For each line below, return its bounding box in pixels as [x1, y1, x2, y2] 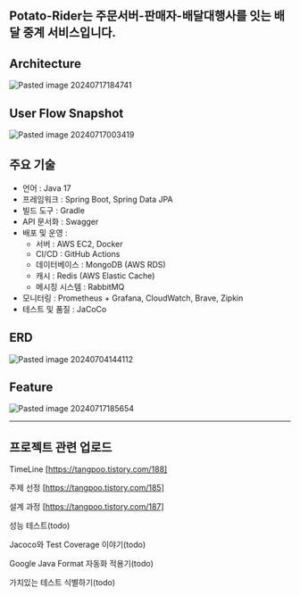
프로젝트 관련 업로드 [9, 440, 112, 455]
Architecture [9, 56, 82, 71]
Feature [9, 380, 54, 395]
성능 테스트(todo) [9, 520, 71, 531]
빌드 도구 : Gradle [21, 204, 85, 216]
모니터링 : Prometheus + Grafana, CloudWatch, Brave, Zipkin [21, 293, 244, 303]
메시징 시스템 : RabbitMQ [35, 281, 125, 292]
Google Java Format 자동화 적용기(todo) [9, 559, 154, 569]
